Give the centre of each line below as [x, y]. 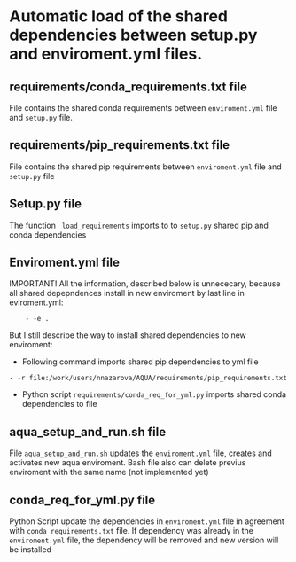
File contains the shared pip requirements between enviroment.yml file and [145, 167]
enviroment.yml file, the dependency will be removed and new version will [144, 540]
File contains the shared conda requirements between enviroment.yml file [143, 108]
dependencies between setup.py [133, 35]
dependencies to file [59, 404]
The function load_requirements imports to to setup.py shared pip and [139, 225]
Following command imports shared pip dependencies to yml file [140, 362]
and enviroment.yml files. [106, 54]
